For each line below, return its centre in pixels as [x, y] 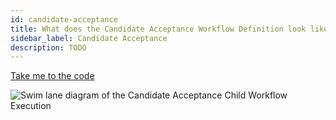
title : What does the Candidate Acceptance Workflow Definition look [158, 29]
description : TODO [48, 47]
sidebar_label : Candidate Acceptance [89, 38]
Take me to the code [52, 76]
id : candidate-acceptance [64, 19]
